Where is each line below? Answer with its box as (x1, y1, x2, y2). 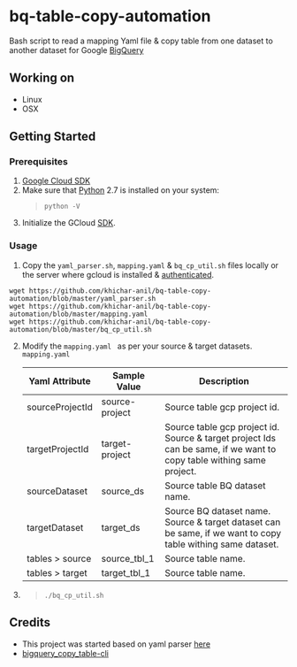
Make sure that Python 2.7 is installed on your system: (21, 185, 219, 195)
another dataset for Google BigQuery (9, 44, 144, 55)
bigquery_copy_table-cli (21, 648, 109, 658)
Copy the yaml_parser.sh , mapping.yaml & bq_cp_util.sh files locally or (21, 259, 279, 271)
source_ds (101, 485, 145, 497)
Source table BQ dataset (164, 479, 266, 492)
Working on (9, 71, 75, 86)
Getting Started (9, 129, 96, 144)
